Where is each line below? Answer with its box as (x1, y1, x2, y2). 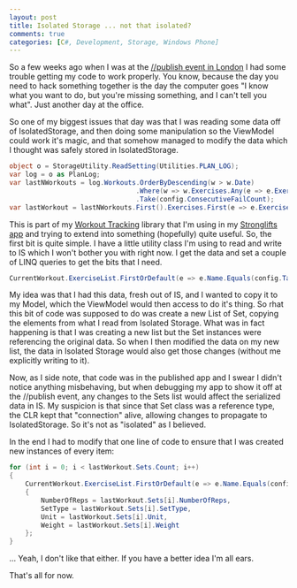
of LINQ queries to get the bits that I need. (9, 256, 163, 267)
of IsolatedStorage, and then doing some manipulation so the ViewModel (9, 126, 275, 137)
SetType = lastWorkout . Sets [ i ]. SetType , (41, 504, 192, 513)
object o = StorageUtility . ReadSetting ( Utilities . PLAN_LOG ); (9, 162, 240, 171)
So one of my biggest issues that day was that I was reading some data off (9, 117, 281, 127)
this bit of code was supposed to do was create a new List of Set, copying (9, 309, 279, 319)
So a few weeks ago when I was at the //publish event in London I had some (9, 62, 286, 73)
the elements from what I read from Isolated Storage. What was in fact (9, 317, 265, 328)
